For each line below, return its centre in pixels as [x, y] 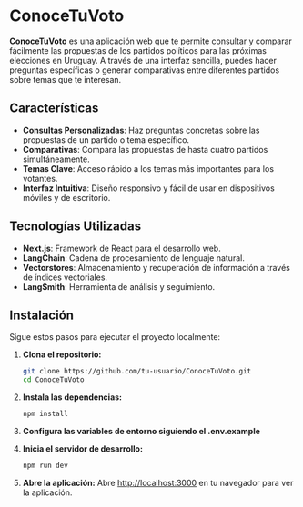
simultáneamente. [56, 159]
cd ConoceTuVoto [53, 380]
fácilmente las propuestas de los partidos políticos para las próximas [138, 50]
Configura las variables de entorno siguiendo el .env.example [141, 431]
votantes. [40, 178]
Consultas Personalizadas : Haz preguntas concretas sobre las [141, 130]
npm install [45, 414]
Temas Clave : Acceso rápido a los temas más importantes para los [148, 168]
